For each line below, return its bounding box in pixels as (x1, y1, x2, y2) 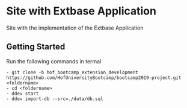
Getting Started (6, 42, 66, 52)
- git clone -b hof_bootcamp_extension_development (6, 69, 138, 75)
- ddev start (6, 91, 39, 97)
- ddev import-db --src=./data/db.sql (6, 95, 103, 102)
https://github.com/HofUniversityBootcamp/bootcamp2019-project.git (6, 74, 182, 81)
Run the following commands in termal (6, 57, 102, 65)
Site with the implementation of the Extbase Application (6, 24, 144, 31)
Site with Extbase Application (6, 4, 156, 18)
